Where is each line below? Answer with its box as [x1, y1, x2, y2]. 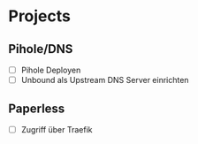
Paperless [8, 101, 65, 116]
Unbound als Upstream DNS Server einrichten [20, 75, 189, 86]
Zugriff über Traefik [20, 124, 94, 134]
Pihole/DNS [8, 42, 73, 57]
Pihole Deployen [20, 64, 81, 75]
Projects [8, 6, 72, 27]
